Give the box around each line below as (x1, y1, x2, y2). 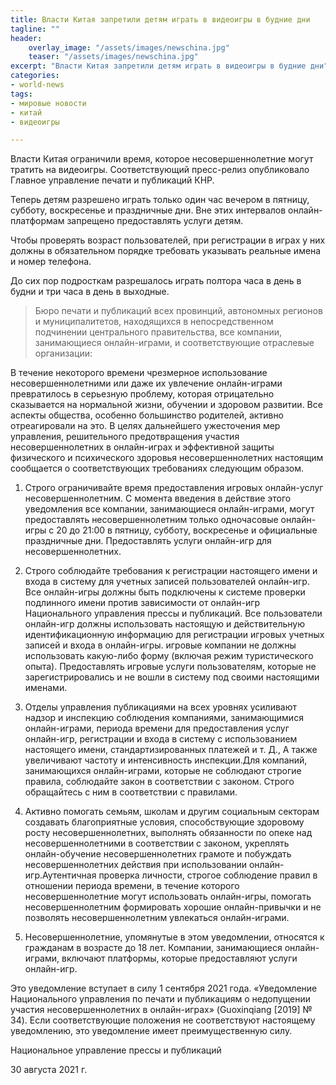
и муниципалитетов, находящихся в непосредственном (34, 316, 274, 328)
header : (10, 33, 43, 43)
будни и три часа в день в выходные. (10, 286, 170, 298)
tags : (10, 89, 33, 99)
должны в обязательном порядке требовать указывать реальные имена (10, 245, 322, 257)
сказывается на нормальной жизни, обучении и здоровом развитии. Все (10, 399, 323, 411)
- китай (10, 107, 43, 118)
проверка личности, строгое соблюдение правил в (98, 869, 318, 881)
